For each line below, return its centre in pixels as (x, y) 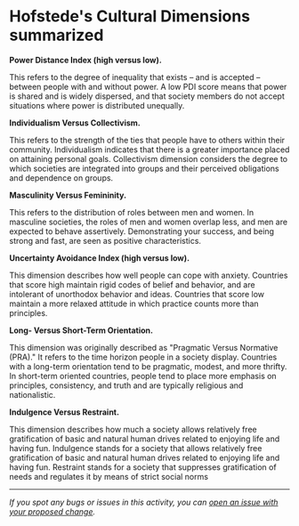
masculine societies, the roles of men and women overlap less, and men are (148, 222)
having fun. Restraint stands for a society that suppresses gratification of (143, 467)
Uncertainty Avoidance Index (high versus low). (99, 258)
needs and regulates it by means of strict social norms (109, 476)
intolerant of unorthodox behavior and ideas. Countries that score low (137, 294)
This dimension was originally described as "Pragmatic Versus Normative (144, 347)
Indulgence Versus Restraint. (65, 412)
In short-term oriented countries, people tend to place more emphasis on (143, 376)
